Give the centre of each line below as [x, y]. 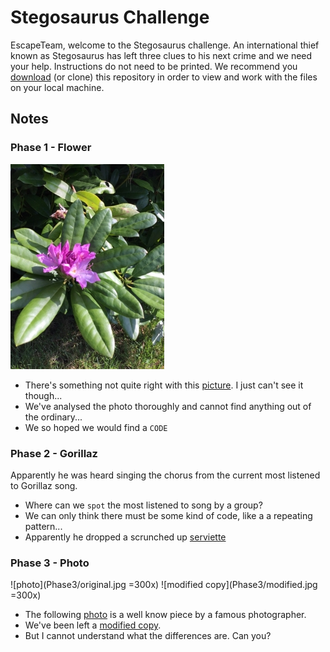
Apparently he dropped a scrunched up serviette [125, 537]
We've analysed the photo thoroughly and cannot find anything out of [168, 406]
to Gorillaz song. [44, 485]
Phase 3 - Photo [50, 563]
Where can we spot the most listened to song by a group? [143, 505]
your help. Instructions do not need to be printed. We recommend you [154, 66]
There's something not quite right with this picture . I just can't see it [164, 385]
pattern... [43, 526]
